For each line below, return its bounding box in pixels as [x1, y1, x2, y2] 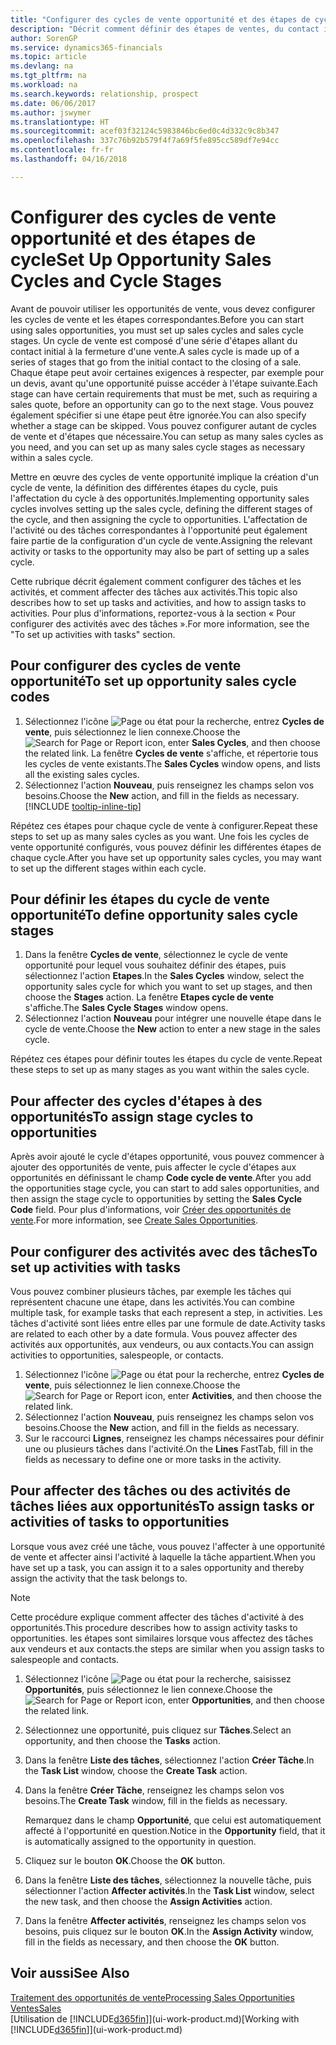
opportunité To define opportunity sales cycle [10, 906, 299, 923]
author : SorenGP [10, 33, 78, 43]
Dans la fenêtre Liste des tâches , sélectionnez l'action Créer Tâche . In [24, 1754, 315, 1766]
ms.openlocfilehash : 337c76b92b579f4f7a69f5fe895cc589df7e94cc [10, 136, 280, 146]
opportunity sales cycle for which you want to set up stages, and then [24, 981, 313, 993]
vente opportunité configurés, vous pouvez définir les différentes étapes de [10, 841, 322, 853]
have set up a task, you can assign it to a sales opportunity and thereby [10, 1561, 305, 1573]
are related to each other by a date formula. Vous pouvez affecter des [10, 1327, 298, 1340]
